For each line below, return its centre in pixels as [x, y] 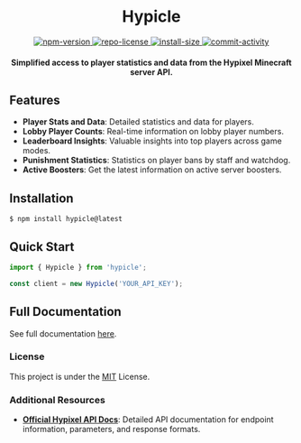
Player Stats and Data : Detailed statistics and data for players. [138, 122]
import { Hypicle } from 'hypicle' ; [78, 267]
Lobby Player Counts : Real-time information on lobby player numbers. [153, 132]
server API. [151, 72]
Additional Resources [57, 400]
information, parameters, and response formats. [111, 429]
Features [35, 100]
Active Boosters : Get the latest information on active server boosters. [152, 170]
